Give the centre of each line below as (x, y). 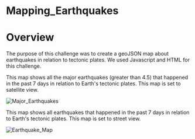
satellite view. (23, 90)
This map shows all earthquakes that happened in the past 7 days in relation (98, 113)
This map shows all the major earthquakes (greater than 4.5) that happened (97, 78)
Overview (30, 38)
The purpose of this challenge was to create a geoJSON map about (87, 54)
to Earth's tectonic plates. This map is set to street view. (73, 119)
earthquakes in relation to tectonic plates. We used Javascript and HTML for (98, 60)
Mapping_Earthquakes (62, 11)
